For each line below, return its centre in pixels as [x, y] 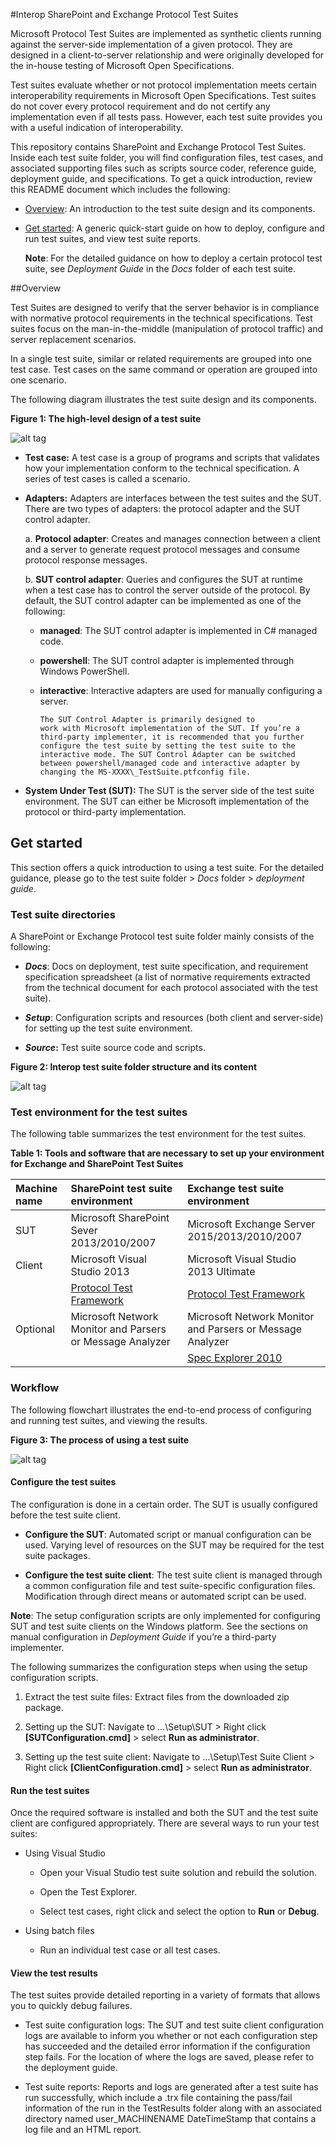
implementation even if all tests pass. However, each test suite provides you [166, 117]
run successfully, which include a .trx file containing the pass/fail [158, 2098]
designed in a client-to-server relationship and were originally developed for [167, 55]
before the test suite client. [65, 1515]
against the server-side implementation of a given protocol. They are [151, 44]
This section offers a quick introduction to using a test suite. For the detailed [167, 867]
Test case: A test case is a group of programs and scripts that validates [172, 457]
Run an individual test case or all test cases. [130, 1950]
